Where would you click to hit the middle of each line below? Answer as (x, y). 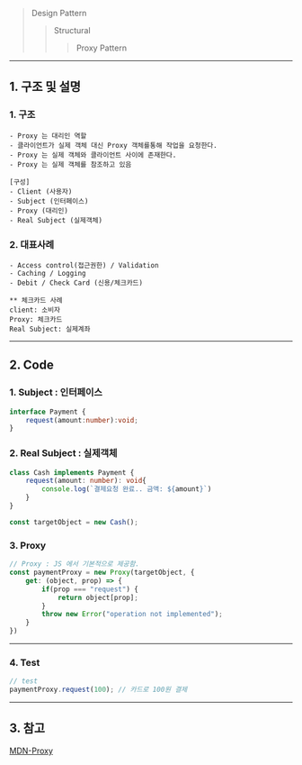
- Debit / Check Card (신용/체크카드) (76, 283)
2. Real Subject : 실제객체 (63, 453)
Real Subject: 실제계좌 (50, 329)
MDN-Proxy (31, 751)
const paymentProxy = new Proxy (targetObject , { (102, 573)
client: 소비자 (35, 310)
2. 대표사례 (32, 244)
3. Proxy (28, 545)
